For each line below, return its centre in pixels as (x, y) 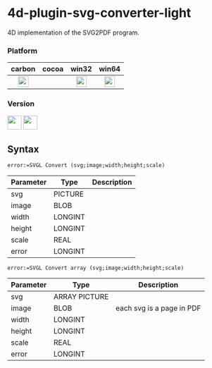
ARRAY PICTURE (81, 297)
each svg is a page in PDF (158, 308)
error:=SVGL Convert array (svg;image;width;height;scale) (96, 268)
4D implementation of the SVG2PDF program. (73, 32)
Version (21, 104)
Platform (22, 51)
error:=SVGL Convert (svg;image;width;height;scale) (86, 166)
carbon (23, 69)
